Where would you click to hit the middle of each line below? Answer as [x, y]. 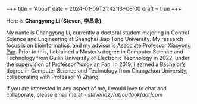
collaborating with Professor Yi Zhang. [53, 77]
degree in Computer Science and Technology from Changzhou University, [97, 70]
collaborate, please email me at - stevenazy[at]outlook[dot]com [84, 95]
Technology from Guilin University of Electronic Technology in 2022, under [98, 58]
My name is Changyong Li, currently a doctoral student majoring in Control [98, 33]
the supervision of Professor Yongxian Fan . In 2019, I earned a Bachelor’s [96, 64]
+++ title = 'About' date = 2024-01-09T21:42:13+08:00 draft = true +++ [94, 9]
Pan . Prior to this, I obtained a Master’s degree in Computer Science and [95, 52]
